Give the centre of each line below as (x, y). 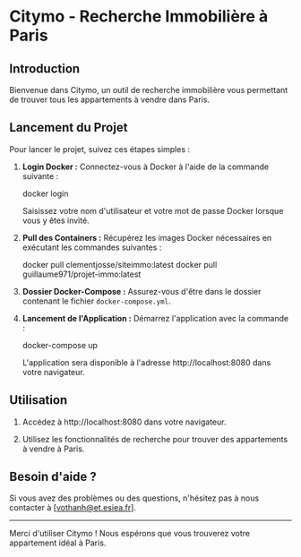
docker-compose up (60, 345)
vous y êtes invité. (56, 220)
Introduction (45, 69)
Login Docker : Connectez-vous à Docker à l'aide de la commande (146, 167)
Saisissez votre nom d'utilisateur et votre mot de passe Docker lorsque (153, 210)
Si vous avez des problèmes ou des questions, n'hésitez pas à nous (134, 498)
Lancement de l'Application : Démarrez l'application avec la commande (155, 318)
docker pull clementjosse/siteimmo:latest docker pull (120, 264)
